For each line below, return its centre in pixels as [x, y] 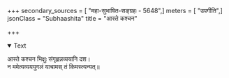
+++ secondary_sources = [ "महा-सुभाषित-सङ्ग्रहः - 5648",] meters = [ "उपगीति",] [115, 11]
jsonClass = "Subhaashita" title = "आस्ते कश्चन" [72, 18]
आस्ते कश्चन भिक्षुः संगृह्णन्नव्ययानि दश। [49, 59]
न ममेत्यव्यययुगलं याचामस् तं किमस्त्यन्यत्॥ [53, 67]
